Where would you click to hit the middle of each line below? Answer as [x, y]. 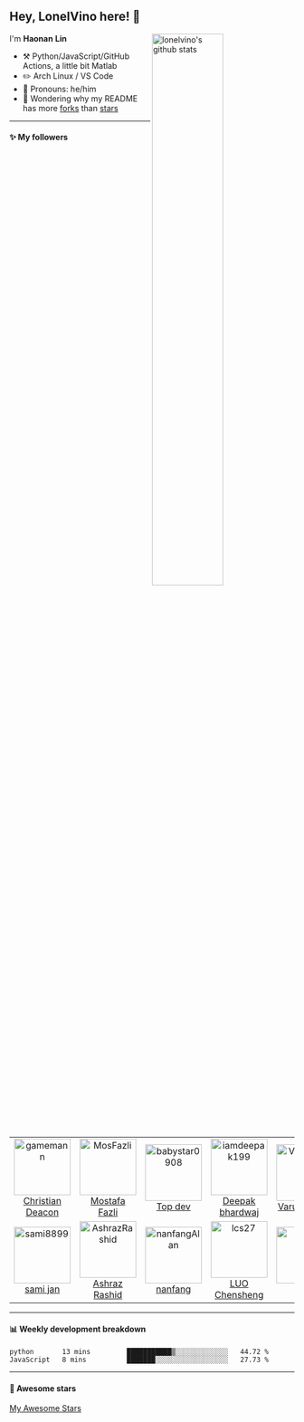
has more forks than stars [71, 108]
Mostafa [108, 1200]
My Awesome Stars [45, 1408]
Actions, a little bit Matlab [70, 65]
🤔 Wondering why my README [80, 98]
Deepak [239, 1200]
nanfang [174, 1289]
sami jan [43, 1289]
